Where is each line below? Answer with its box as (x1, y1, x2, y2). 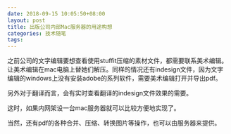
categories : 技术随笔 (7, 29, 67, 37)
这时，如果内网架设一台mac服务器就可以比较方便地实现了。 (7, 104, 181, 112)
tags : (7, 36, 23, 43)
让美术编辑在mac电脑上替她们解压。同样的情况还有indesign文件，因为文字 (7, 65, 224, 74)
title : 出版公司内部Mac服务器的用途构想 (7, 23, 113, 30)
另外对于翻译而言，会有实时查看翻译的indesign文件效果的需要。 (7, 89, 193, 98)
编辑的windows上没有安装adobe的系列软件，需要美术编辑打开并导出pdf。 (7, 74, 222, 83)
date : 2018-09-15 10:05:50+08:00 (7, 10, 106, 18)
